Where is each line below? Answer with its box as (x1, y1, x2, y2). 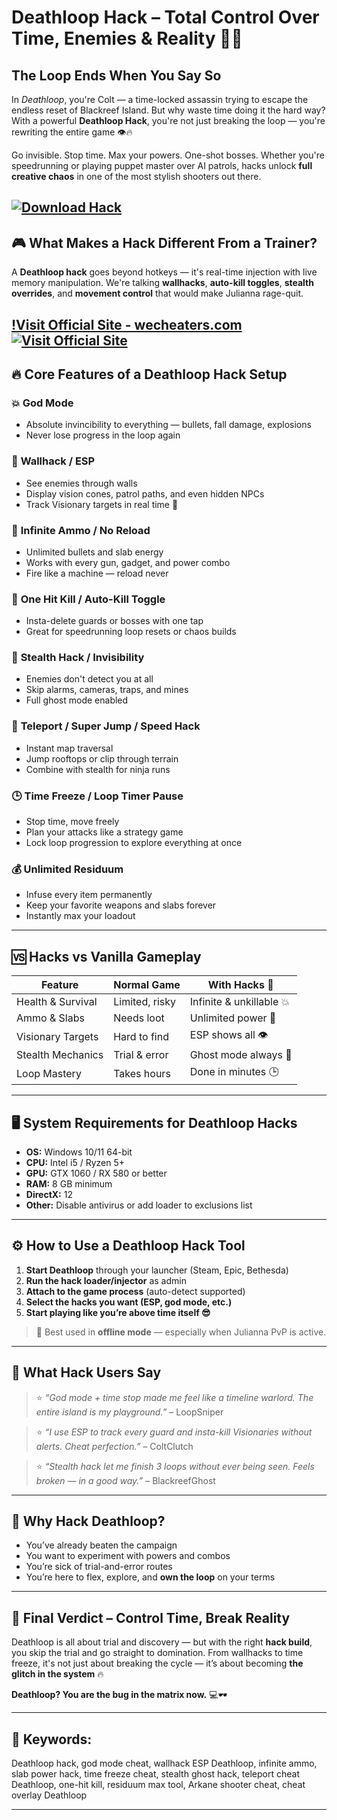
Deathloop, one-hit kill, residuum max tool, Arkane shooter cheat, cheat (11, 1779, 306, 1791)
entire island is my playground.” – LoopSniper (35, 1406, 224, 1418)
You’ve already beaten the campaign (25, 1539, 178, 1551)
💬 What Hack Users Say (11, 1364, 162, 1381)
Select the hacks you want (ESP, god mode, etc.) (25, 1296, 233, 1308)
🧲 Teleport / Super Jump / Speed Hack (11, 719, 201, 733)
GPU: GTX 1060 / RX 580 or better (25, 1167, 168, 1179)
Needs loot (113, 1011, 165, 1025)
